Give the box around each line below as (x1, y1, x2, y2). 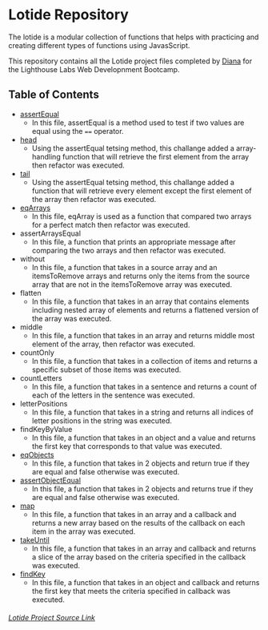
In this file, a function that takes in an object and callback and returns (31, 577, 260, 587)
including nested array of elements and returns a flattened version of (31, 305, 259, 314)
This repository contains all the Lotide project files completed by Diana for (8, 56, 253, 66)
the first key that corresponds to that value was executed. (31, 441, 222, 450)
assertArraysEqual (19, 228, 82, 238)
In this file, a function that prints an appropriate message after (31, 236, 236, 246)
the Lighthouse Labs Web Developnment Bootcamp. (8, 64, 180, 74)
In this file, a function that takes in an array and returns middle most (31, 330, 255, 340)
